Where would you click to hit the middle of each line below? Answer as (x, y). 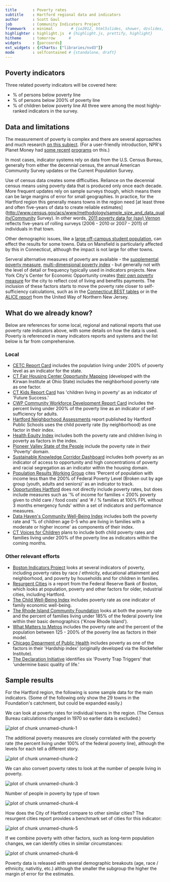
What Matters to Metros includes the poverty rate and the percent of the (88, 627)
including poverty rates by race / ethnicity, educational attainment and (86, 573)
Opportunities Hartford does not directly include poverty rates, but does (88, 489)
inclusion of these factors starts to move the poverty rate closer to (74, 286)
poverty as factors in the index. (45, 441)
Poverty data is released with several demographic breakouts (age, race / (82, 863)
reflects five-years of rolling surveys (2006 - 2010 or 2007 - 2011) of (76, 224)
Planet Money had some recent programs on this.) (57, 150)
